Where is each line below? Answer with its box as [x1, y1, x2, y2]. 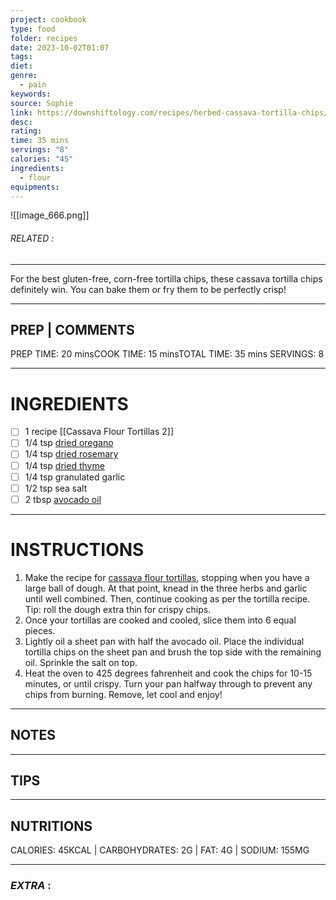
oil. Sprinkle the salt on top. [24, 656, 138, 668]
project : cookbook [10, 14, 87, 25]
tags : [10, 52, 33, 62]
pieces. [24, 624, 56, 636]
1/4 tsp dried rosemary [24, 448, 119, 460]
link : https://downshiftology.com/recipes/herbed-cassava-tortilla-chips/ [10, 107, 329, 118]
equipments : [10, 182, 60, 192]
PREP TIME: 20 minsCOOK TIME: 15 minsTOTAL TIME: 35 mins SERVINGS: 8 [10, 348, 325, 360]
